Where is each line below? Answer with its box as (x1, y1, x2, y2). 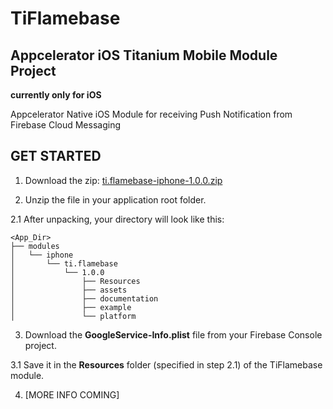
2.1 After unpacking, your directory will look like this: (10, 213, 225, 225)
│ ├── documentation (10, 293, 159, 304)
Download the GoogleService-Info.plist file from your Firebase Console (24, 328, 323, 341)
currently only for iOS (10, 89, 102, 101)
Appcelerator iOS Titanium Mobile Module (10, 47, 278, 64)
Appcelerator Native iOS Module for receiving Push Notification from (10, 108, 293, 120)
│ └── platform (10, 311, 137, 321)
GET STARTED (10, 148, 102, 165)
